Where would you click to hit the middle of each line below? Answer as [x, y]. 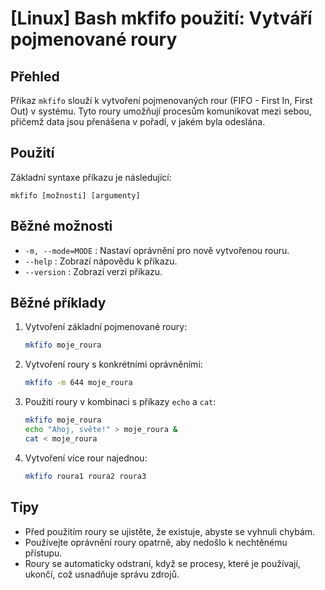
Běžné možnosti [61, 226]
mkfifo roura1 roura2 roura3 [85, 476]
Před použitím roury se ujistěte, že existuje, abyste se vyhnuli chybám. [170, 531]
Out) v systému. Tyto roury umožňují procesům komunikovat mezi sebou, [161, 111]
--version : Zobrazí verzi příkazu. [93, 271]
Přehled [35, 76]
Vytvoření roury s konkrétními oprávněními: [113, 364]
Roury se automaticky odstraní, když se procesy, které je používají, [162, 563]
